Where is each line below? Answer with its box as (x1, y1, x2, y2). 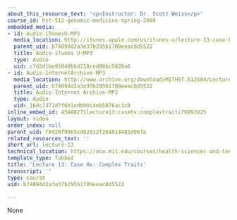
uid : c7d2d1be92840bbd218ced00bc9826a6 (13, 63, 131, 70)
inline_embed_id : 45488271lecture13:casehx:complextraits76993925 (7, 109, 207, 116)
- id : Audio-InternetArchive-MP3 (7, 69, 106, 76)
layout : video (7, 115, 49, 122)
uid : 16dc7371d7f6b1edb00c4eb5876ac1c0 (13, 102, 131, 109)
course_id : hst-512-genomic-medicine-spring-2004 (7, 17, 157, 24)
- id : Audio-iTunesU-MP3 (7, 30, 80, 37)
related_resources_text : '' (7, 135, 90, 142)
